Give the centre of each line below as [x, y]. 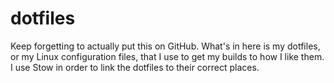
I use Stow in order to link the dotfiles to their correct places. [135, 67]
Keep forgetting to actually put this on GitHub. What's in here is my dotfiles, [165, 46]
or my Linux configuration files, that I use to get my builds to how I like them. [167, 56]
